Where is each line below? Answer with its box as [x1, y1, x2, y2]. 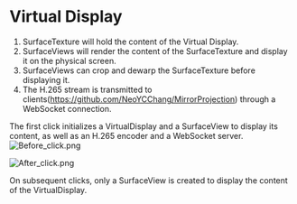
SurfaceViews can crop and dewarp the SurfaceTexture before [22, 65, 255, 76]
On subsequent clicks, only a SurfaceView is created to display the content [9, 174, 289, 186]
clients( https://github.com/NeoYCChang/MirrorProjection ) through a [22, 93, 276, 105]
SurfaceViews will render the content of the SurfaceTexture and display [22, 45, 288, 56]
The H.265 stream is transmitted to [22, 84, 153, 95]
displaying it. [22, 74, 70, 85]
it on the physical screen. [22, 55, 116, 66]
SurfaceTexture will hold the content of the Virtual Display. [22, 36, 239, 47]
